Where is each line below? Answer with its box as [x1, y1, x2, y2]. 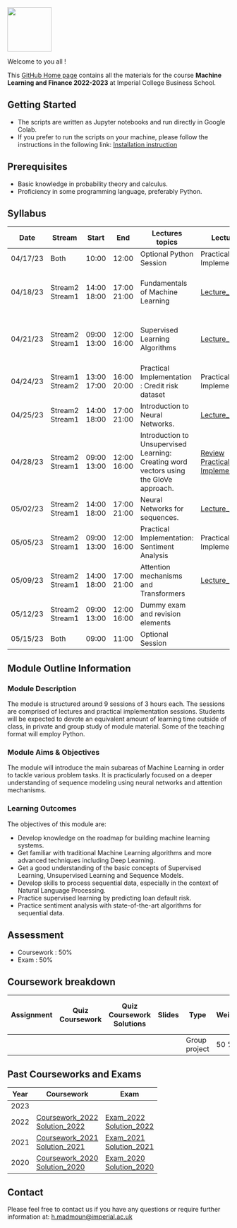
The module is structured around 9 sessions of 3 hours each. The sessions [7, 700, 226, 708]
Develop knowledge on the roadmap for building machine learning [17, 833, 210, 842]
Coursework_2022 [36, 1113, 99, 1123]
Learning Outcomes [7, 804, 77, 813]
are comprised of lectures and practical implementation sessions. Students [7, 707, 226, 716]
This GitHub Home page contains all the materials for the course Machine [7, 71, 222, 79]
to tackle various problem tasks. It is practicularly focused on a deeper [7, 771, 213, 780]
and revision [140, 609, 181, 619]
